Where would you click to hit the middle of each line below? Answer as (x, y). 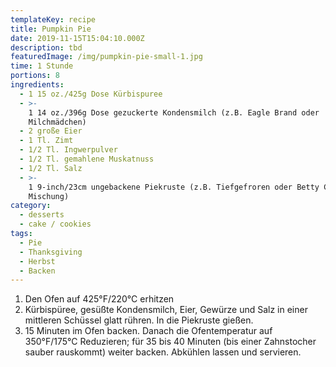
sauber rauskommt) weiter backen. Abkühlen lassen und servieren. (163, 352)
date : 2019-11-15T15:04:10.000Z (77, 38)
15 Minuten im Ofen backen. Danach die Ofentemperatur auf (148, 331)
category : (31, 206)
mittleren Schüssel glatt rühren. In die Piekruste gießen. (139, 320)
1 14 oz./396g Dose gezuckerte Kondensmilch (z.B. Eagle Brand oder (174, 112)
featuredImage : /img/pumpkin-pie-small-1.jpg (106, 57)
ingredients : (37, 85)
